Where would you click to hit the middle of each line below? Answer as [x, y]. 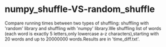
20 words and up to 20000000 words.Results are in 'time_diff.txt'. [72, 39]
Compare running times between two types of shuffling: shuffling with [77, 23]
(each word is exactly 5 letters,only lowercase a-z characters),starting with [82, 33]
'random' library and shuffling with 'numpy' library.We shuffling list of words [83, 28]
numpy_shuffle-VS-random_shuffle [80, 9]
